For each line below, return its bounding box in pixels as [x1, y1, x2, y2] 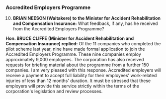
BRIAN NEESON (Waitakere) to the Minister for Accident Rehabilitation [12, 15, 161, 21]
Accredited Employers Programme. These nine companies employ [5, 51, 141, 57]
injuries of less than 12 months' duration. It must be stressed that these [5, 78, 151, 84]
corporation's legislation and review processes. [5, 89, 103, 95]
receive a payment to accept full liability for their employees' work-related [5, 73, 157, 79]
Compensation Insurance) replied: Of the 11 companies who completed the [5, 41, 161, 47]
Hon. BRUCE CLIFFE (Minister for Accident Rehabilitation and [5, 35, 134, 41]
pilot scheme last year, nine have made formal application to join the [5, 46, 145, 52]
